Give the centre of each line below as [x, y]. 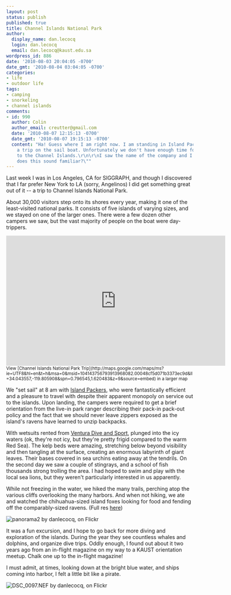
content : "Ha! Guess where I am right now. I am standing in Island [98, 144]
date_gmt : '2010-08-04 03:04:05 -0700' [56, 67]
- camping [18, 95]
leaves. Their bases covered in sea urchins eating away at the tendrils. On [96, 458]
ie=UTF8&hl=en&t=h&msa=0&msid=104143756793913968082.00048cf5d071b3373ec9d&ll [99, 374]
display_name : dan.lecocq [44, 39]
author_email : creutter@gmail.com [54, 128]
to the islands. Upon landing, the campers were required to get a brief [91, 403]
